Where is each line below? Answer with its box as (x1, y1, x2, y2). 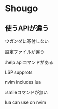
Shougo (5, 3, 38, 14)
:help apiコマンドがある (5, 59, 54, 65)
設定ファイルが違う (5, 49, 45, 55)
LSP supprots (5, 69, 33, 75)
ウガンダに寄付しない (5, 38, 49, 44)
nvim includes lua (5, 79, 41, 85)
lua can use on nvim (5, 99, 46, 105)
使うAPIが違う (5, 24, 49, 32)
